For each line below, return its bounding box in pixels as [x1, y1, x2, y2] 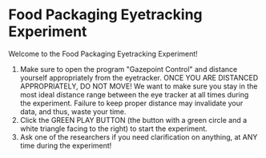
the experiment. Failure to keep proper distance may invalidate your [19, 98, 244, 108]
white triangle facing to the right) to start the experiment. [19, 124, 208, 133]
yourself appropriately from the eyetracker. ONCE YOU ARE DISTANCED [19, 73, 259, 82]
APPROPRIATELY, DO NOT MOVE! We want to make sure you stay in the [19, 81, 258, 91]
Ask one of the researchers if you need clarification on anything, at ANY [19, 132, 258, 141]
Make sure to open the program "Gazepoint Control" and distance [19, 64, 238, 73]
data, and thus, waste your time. [19, 106, 127, 117]
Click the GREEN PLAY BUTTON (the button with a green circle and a [19, 115, 248, 124]
